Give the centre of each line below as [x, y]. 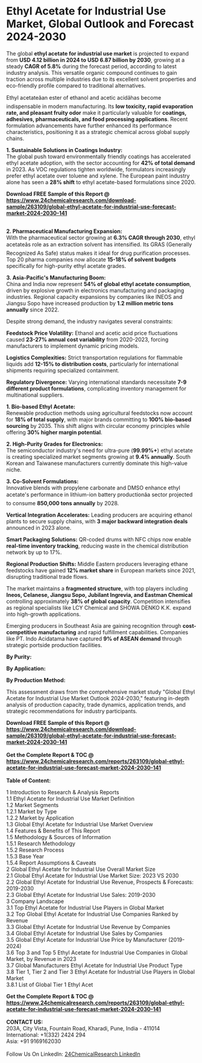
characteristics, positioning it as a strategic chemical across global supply [98, 132]
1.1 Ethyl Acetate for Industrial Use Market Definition [70, 799]
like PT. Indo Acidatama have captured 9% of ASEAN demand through [94, 639]
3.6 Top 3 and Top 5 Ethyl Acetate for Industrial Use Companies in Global [97, 953]
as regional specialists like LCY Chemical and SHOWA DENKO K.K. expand [99, 607]
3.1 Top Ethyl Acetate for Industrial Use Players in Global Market [85, 907]
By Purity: [19, 657]
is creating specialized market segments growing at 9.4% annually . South [99, 456]
